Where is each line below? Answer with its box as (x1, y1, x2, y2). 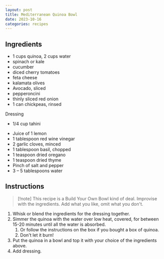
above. (12, 242, 27, 248)
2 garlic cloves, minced (12, 141, 61, 147)
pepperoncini (12, 91, 40, 97)
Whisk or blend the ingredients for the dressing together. (12, 210, 130, 216)
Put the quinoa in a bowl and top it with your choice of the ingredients (12, 237, 157, 243)
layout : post (5, 7, 33, 13)
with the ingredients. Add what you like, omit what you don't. (17, 201, 143, 207)
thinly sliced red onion (12, 96, 59, 102)
